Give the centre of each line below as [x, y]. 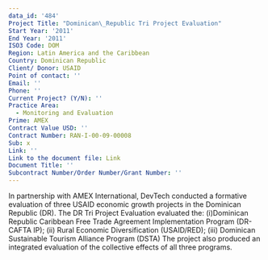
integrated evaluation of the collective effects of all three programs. [120, 247]
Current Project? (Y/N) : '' [56, 98]
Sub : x [19, 143]
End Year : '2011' [38, 38]
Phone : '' [25, 91]
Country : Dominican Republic [57, 61]
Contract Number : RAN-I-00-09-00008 [70, 135]
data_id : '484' [34, 16]
